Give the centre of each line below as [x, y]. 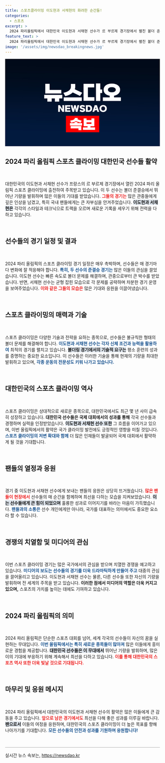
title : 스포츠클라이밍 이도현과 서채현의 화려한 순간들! [54, 10]
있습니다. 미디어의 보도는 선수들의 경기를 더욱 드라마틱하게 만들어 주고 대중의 [78, 571]
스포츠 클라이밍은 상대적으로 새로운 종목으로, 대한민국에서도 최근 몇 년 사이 [77, 411]
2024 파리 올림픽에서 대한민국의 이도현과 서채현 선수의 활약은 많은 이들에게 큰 [80, 712]
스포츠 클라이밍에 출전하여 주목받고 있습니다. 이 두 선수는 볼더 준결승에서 [83, 190]
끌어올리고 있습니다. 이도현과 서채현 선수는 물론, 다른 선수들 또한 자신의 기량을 [85, 577]
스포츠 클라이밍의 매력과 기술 [46, 315]
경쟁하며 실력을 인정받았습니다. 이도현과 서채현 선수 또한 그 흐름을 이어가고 [76, 423]
